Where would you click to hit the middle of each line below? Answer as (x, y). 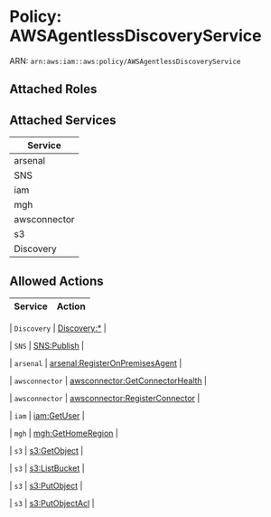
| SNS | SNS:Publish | (47, 345)
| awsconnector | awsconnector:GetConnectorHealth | (108, 381)
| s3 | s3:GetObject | (47, 450)
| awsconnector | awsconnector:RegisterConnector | (105, 398)
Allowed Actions (56, 281)
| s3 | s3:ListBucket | (47, 468)
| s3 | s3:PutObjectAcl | (52, 503)
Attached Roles (53, 89)
